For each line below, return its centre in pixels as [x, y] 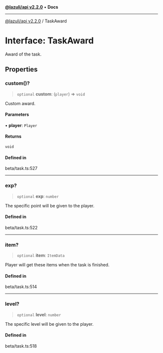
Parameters [17, 114]
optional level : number [39, 315]
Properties [21, 69]
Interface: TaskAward [49, 41]
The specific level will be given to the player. [49, 324]
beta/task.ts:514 [21, 287]
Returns [13, 136]
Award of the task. [23, 54]
